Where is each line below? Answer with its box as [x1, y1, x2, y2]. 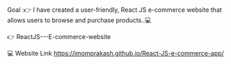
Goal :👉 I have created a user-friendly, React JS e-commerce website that [7, 6, 223, 14]
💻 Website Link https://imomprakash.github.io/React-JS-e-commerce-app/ [7, 49, 224, 57]
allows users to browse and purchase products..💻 [7, 16, 152, 24]
